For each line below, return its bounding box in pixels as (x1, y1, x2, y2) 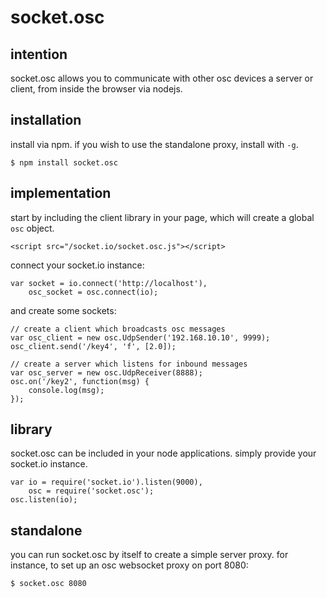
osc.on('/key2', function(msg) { (10, 376, 150, 386)
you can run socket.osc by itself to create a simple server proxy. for (10, 549, 289, 561)
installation (10, 112, 82, 129)
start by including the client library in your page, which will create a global (10, 211, 315, 223)
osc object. (10, 222, 55, 234)
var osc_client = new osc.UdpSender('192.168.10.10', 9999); (10, 332, 271, 343)
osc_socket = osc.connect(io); (28, 287, 159, 297)
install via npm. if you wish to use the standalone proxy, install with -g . (10, 138, 299, 150)
